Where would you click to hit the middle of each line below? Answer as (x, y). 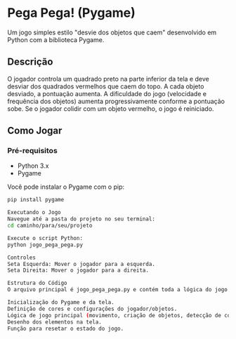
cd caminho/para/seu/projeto (50, 226)
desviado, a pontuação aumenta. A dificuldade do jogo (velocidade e (107, 93)
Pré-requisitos (32, 151)
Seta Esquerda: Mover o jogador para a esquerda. (81, 264)
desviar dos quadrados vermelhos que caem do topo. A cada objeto (106, 86)
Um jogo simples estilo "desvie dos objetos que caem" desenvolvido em (112, 32)
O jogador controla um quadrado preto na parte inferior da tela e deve (108, 79)
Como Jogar (35, 131)
